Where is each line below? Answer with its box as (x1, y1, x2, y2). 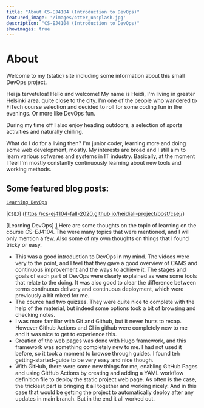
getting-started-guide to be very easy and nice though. (15, 356, 154, 364)
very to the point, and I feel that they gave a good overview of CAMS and (15, 260, 198, 266)
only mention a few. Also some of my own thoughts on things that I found (6, 235, 189, 242)
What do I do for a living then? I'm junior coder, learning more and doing (6, 140, 186, 147)
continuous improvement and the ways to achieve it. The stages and (15, 266, 186, 273)
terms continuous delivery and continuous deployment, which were (15, 285, 184, 292)
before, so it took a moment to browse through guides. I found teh (15, 350, 180, 357)
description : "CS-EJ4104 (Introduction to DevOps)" (6, 20, 140, 26)
